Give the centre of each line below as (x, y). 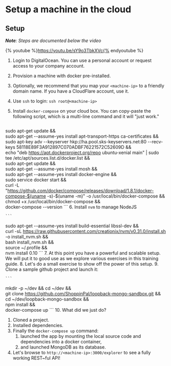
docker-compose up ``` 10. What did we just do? (56, 310)
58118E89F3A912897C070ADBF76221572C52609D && (74, 147)
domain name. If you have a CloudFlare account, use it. (71, 91)
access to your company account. (49, 66)
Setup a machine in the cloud (68, 9)
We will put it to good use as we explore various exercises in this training (82, 259)
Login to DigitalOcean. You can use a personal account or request (82, 60)
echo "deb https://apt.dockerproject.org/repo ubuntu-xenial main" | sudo (82, 153)
